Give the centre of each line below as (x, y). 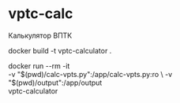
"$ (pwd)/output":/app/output (55, 83)
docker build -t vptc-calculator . (60, 50)
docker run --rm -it (39, 66)
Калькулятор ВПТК (40, 35)
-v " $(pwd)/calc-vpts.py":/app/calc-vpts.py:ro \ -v (90, 74)
